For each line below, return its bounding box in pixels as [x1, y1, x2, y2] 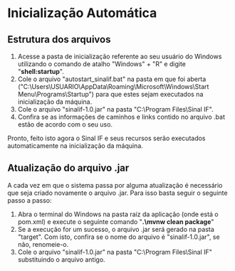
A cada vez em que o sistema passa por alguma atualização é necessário [7, 181, 223, 189]
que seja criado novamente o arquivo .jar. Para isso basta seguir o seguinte [7, 188, 228, 197]
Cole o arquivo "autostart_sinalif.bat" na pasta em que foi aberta [17, 75, 207, 83]
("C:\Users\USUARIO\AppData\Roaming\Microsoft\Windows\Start [17, 83, 209, 90]
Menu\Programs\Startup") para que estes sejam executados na [17, 90, 204, 98]
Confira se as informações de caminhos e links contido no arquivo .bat [17, 112, 226, 121]
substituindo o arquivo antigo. [17, 255, 105, 264]
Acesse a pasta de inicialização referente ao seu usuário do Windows [17, 52, 222, 60]
